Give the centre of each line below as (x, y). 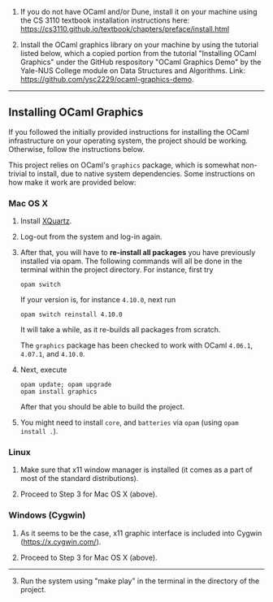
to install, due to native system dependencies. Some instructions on (142, 173)
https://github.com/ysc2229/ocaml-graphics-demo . (107, 79)
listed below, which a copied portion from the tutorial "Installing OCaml (139, 53)
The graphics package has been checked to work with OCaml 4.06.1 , (136, 345)
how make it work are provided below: (72, 182)
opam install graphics (58, 392)
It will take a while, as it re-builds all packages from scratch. (120, 330)
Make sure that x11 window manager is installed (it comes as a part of (136, 470)
